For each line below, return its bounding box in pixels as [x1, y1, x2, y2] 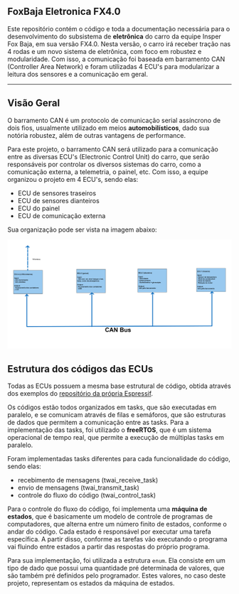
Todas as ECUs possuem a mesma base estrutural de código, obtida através [7, 382, 231, 390]
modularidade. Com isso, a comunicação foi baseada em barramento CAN [7, 55, 225, 63]
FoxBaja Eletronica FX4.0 [7, 6, 121, 18]
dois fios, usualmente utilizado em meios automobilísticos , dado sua [7, 124, 210, 132]
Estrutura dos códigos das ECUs [7, 362, 154, 375]
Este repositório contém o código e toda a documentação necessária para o [7, 24, 230, 33]
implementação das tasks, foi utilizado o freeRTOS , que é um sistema [7, 426, 212, 434]
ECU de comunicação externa [17, 211, 106, 220]
